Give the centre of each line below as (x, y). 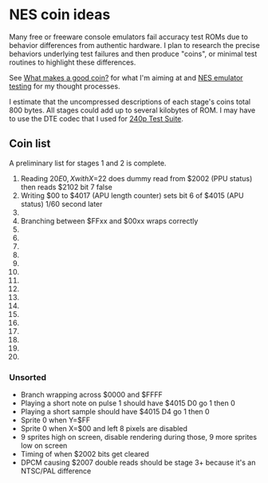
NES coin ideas (60, 15)
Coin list (30, 144)
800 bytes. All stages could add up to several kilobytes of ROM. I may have (132, 110)
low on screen (44, 445)
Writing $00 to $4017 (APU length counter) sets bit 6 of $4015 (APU (132, 195)
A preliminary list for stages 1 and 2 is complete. (88, 163)
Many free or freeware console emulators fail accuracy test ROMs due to (128, 37)
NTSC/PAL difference (56, 471)
